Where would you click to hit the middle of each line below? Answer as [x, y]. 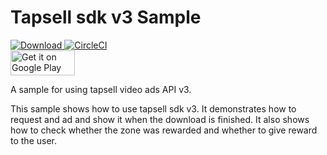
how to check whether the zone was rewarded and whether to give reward [164, 130]
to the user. [33, 140]
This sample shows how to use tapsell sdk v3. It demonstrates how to [153, 108]
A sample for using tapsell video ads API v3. [101, 89]
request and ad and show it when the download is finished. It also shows [160, 119]
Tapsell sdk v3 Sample [106, 17]
